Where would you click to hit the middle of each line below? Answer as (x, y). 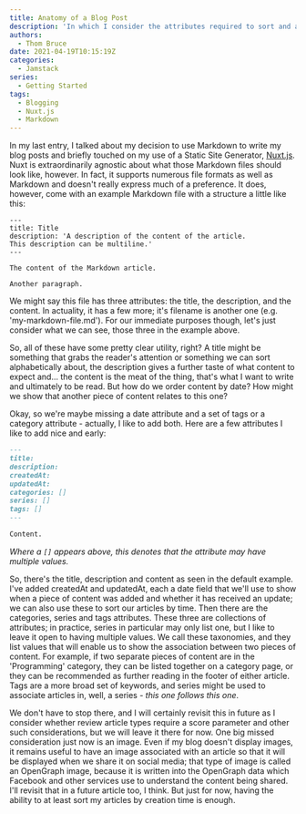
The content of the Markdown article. (83, 268)
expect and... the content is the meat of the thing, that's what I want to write (152, 377)
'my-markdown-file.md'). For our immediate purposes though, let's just (143, 321)
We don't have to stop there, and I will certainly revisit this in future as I (143, 713)
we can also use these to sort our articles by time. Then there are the (139, 608)
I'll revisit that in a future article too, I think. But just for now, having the (142, 790)
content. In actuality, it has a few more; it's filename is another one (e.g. (143, 311)
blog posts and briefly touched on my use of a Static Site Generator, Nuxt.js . (153, 155)
